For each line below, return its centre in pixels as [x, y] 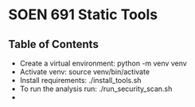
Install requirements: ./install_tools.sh [80, 80]
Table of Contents [54, 44]
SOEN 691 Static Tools [83, 15]
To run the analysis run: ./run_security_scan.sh [96, 89]
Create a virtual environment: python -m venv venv [103, 63]
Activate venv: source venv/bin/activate [84, 72]
